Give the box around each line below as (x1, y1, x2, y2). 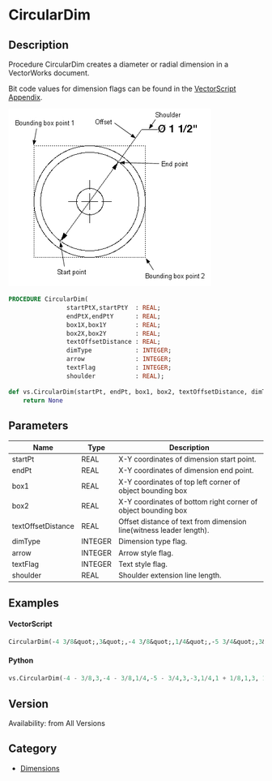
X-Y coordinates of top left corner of (118, 477, 240, 487)
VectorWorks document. (8, 68, 90, 78)
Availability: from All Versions (8, 718, 105, 727)
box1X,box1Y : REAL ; (66, 320, 161, 329)
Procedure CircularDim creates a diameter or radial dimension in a (8, 59, 229, 69)
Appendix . (8, 92, 43, 102)
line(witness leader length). (118, 526, 210, 535)
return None (23, 396, 63, 405)
